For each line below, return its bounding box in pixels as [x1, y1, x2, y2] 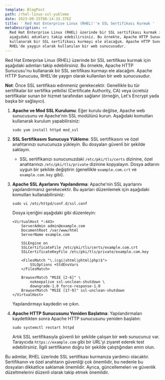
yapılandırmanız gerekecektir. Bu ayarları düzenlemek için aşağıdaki [12, 186, 150, 192]
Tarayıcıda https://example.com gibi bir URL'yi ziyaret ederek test [12, 339, 144, 345]
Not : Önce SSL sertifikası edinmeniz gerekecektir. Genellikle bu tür [5, 82, 140, 88]
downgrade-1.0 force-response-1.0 [30, 283, 101, 289]
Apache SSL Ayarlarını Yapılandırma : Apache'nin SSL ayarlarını [12, 181, 142, 187]
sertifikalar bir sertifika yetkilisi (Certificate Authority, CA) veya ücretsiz [5, 87, 149, 93]
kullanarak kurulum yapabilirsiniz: [12, 118, 80, 124]
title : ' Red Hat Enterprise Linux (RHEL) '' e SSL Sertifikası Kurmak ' [5, 21, 155, 26]
